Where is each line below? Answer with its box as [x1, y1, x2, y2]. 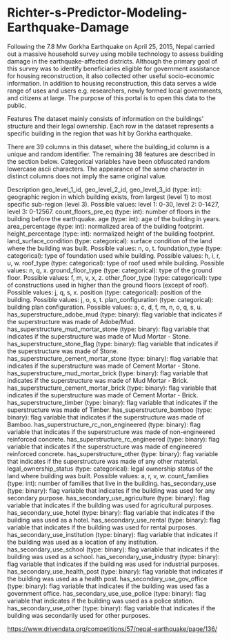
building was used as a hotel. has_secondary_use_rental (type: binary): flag [7, 516, 221, 524]
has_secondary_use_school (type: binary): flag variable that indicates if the [7, 545, 219, 554]
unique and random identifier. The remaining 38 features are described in [7, 150, 216, 158]
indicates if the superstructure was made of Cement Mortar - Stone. [7, 361, 201, 370]
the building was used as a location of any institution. [7, 538, 159, 546]
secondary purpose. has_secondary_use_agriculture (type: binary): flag [7, 493, 210, 502]
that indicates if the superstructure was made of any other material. [7, 457, 199, 465]
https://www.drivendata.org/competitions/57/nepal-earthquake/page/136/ [7, 624, 218, 633]
